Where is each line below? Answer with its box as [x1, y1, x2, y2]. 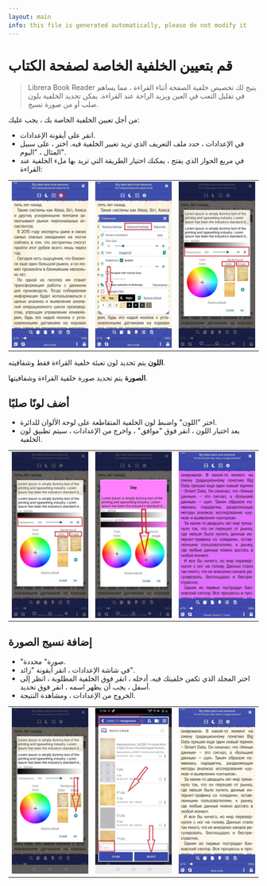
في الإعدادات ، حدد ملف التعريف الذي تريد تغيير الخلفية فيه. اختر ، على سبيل [19, 139, 245, 149]
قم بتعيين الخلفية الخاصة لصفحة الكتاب [8, 57, 233, 75]
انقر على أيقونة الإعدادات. [19, 131, 96, 140]
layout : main [8, 13, 52, 21]
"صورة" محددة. [19, 657, 66, 666]
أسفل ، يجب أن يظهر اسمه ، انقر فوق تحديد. [19, 681, 151, 692]
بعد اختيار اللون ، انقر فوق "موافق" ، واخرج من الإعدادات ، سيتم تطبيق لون [19, 426, 240, 435]
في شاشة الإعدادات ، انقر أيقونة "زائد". [19, 665, 135, 674]
